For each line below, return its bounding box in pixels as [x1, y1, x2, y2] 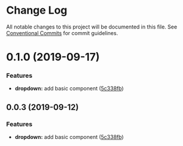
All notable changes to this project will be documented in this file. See [6, 23, 178, 30]
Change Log [6, 4, 67, 17]
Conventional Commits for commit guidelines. [6, 29, 118, 36]
